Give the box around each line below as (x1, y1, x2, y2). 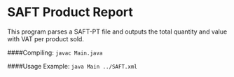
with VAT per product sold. (7, 34, 84, 43)
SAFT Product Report (7, 4, 133, 20)
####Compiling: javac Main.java (7, 48, 103, 57)
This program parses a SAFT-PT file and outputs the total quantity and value (7, 27, 228, 36)
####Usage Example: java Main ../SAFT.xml (7, 62, 138, 70)
